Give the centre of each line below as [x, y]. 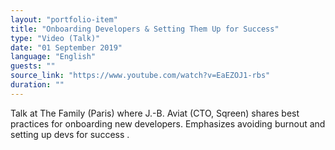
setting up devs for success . [70, 134]
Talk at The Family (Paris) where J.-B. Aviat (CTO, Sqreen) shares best [155, 113]
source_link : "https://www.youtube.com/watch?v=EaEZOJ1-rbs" [140, 76]
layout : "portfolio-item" [64, 19]
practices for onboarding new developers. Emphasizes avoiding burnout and [168, 123]
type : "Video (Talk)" [55, 38]
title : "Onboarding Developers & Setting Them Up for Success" [145, 29]
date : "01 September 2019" [66, 47]
